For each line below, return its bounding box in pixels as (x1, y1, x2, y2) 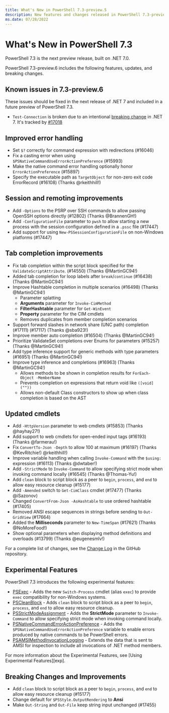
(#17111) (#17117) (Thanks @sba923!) (12, 327, 89, 333)
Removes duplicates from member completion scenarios (20, 316, 137, 322)
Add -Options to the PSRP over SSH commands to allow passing (12, 207, 146, 213)
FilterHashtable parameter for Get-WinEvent (20, 305, 112, 311)
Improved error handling (5, 133, 83, 142)
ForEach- (132, 371, 151, 376)
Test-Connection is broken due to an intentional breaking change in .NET (12, 114, 163, 120)
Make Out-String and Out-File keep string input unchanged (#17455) (12, 702, 156, 708)
